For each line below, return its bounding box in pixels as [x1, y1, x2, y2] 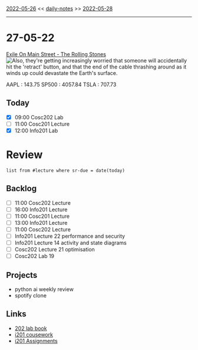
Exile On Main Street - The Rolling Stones [6, 50, 107, 58]
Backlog [6, 184, 37, 194]
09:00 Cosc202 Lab [14, 113, 64, 120]
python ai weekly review [14, 286, 74, 293]
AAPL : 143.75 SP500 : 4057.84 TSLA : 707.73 [6, 81, 117, 88]
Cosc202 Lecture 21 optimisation [14, 246, 95, 253]
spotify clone [14, 292, 47, 299]
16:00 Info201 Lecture [14, 206, 68, 213]
